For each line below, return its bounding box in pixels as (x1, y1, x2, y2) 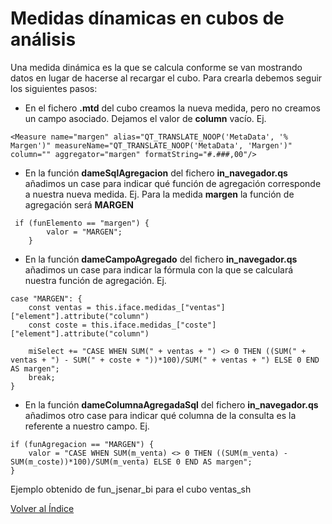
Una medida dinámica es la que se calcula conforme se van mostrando (10, 61, 303, 73)
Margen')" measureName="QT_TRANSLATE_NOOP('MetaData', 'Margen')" (10, 140, 293, 151)
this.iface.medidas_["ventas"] (95, 302, 226, 312)
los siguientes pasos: (10, 82, 98, 94)
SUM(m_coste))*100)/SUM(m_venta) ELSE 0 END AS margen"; (10, 457, 253, 467)
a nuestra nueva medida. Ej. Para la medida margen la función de (24, 188, 295, 200)
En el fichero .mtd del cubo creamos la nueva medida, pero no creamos (24, 102, 321, 114)
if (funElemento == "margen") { (14, 218, 150, 228)
